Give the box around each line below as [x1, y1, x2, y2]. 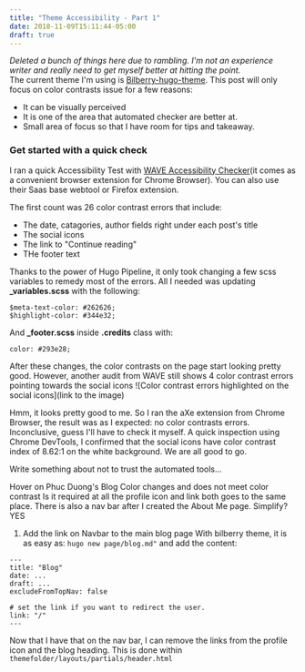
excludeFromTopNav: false [9, 586, 107, 596]
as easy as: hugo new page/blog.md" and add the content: [22, 537, 238, 548]
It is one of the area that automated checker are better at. [22, 111, 239, 123]
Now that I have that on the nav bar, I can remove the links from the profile [9, 635, 289, 646]
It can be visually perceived [22, 102, 127, 113]
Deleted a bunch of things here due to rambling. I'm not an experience [9, 56, 274, 66]
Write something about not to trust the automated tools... [9, 463, 222, 474]
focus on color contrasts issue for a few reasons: [9, 84, 193, 96]
